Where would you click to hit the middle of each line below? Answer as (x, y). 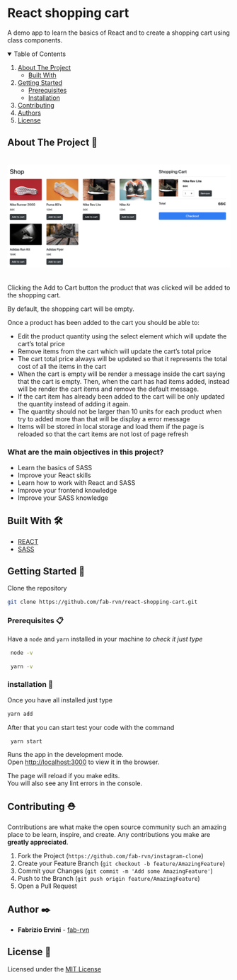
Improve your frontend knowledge (67, 490)
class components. (35, 40)
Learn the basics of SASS (55, 467)
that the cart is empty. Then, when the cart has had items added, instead (123, 381)
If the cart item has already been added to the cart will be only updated (121, 396)
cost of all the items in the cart (62, 366)
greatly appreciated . (38, 842)
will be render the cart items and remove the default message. (108, 389)
